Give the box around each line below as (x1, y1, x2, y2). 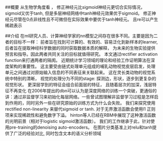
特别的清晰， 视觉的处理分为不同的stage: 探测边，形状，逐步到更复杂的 (13, 76, 157, 81)
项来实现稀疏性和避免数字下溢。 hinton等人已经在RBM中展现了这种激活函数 (5, 112, 156, 118)
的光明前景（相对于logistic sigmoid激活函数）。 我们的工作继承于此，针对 (5, 119, 151, 124)
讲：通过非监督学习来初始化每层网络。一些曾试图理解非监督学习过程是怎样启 (5, 94, 159, 100)
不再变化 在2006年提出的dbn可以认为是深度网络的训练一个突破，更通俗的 (9, 88, 157, 94)
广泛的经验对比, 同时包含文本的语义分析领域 (13, 131, 101, 136)
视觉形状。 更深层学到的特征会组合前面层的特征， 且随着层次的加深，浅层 (5, 82, 152, 87)
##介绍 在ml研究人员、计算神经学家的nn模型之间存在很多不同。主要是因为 (5, 33, 154, 39)
